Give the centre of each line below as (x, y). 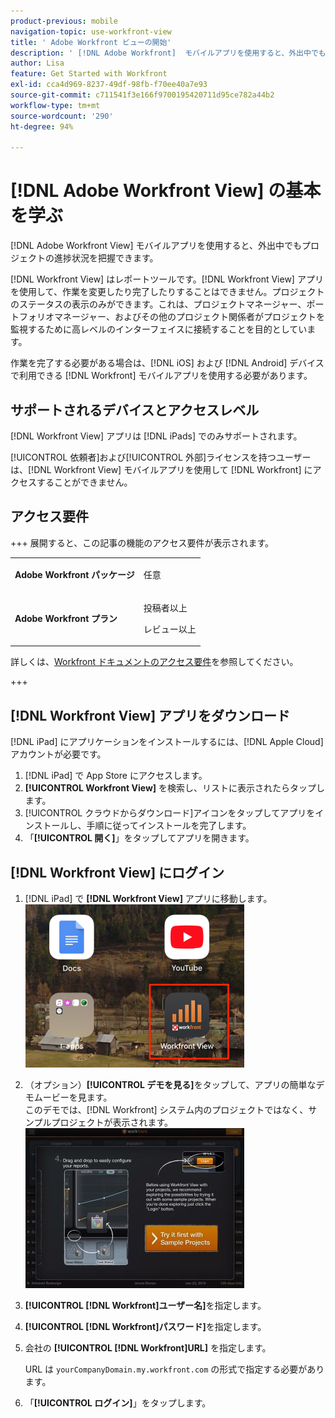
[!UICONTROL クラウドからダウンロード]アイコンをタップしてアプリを (170, 813)
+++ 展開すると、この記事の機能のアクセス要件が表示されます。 (142, 542)
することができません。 (84, 482)
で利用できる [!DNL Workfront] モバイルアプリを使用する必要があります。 (161, 376)
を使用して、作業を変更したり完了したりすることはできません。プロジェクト (167, 292)
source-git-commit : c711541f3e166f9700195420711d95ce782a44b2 (142, 95)
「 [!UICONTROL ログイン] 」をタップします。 (118, 1402)
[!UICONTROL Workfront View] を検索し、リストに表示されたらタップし (174, 788)
